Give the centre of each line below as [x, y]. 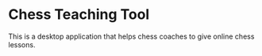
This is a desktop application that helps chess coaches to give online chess [131, 36]
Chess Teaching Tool [79, 15]
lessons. [22, 44]
